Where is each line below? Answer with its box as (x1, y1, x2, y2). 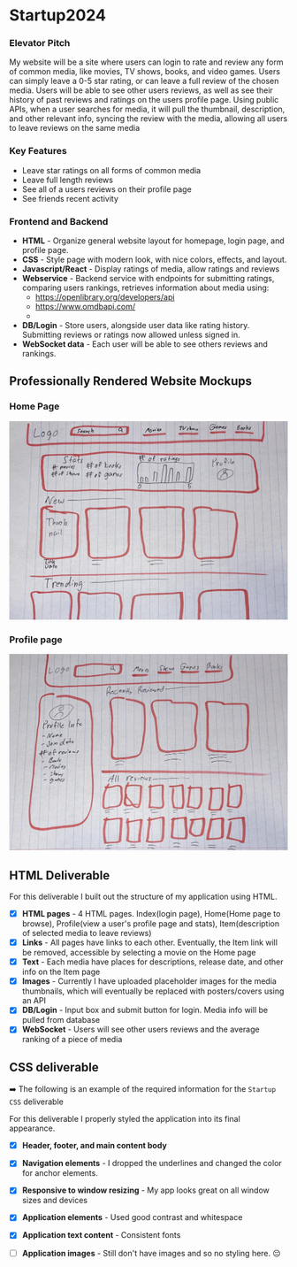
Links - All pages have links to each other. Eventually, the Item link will (21, 937, 278, 948)
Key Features (9, 145, 68, 157)
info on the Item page (21, 966, 101, 978)
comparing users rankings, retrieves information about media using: (21, 282, 270, 293)
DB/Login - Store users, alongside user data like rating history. (21, 320, 250, 331)
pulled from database (21, 1015, 100, 1025)
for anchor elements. (21, 1168, 99, 1179)
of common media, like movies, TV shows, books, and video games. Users (9, 66, 281, 77)
